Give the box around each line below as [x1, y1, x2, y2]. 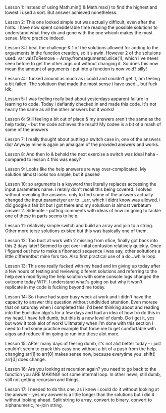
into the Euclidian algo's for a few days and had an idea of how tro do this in [5, 310, 160, 315]
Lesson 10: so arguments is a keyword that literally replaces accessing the [5, 181, 157, 187]
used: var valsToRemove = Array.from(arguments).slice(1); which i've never [5, 55, 159, 61]
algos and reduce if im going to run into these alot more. [5, 331, 120, 337]
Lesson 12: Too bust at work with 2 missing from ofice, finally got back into [5, 238, 158, 243]
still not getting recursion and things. [5, 377, 80, 383]
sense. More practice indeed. [5, 35, 65, 41]
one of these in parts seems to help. [5, 213, 79, 219]
